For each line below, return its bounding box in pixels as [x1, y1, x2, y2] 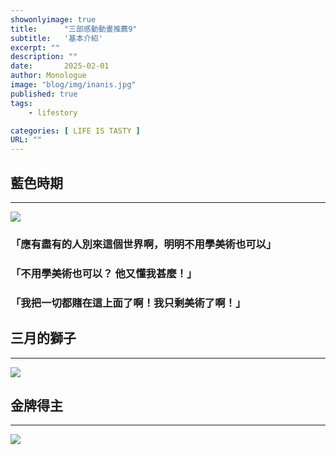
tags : [10, 98, 33, 108]
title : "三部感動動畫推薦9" [10, 24, 138, 34]
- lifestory [28, 107, 78, 118]
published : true [10, 89, 78, 99]
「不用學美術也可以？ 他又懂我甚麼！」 [10, 266, 198, 280]
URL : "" [10, 135, 43, 145]
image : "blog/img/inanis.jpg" [10, 80, 137, 90]
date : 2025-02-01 [10, 61, 110, 71]
